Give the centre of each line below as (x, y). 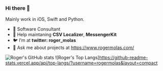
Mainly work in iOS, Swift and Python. (45, 19)
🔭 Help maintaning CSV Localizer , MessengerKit (65, 35)
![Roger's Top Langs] (77, 58)
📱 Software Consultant (36, 29)
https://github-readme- (123, 58)
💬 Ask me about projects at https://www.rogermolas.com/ (73, 48)
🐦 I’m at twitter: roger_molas (44, 40)
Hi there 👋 (18, 8)
